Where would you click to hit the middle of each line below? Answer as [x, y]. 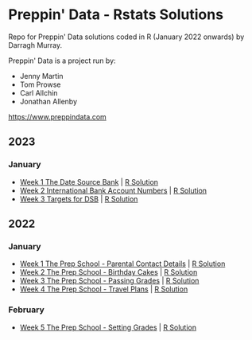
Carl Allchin [39, 92]
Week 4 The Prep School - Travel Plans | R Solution [104, 289]
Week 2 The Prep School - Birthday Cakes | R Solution [109, 272]
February [27, 310]
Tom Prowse [40, 84]
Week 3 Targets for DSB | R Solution [79, 199]
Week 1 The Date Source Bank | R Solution [89, 182]
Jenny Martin [41, 76]
